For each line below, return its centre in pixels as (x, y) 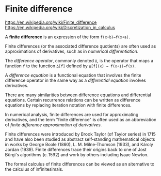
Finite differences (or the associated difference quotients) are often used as (80, 46)
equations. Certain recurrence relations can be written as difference (73, 100)
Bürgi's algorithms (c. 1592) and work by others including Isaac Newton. (77, 154)
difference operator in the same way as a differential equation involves (76, 80)
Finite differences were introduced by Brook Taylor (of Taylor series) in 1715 (80, 134)
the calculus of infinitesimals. (34, 169)
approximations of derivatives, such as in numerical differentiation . (72, 51)
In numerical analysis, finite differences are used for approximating (72, 114)
